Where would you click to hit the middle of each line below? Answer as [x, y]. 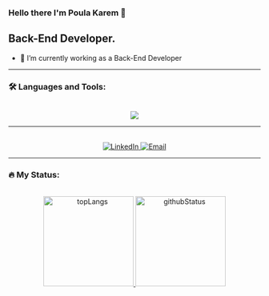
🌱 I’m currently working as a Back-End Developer [101, 58]
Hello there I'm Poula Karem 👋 [67, 13]
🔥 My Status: [34, 174]
